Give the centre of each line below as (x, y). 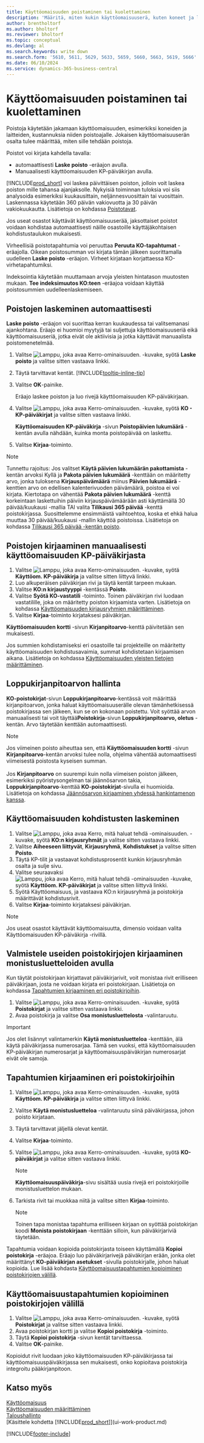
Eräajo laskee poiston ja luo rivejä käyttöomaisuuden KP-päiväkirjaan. (102, 397)
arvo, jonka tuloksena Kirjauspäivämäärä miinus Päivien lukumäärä (92, 481)
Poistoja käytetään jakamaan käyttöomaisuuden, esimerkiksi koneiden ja (97, 128)
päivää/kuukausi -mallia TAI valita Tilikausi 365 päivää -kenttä (84, 507)
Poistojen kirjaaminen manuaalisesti (76, 546)
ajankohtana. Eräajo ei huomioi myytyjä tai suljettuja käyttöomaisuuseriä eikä (102, 330)
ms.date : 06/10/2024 (32, 63)
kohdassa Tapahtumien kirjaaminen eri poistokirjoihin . (73, 991)
